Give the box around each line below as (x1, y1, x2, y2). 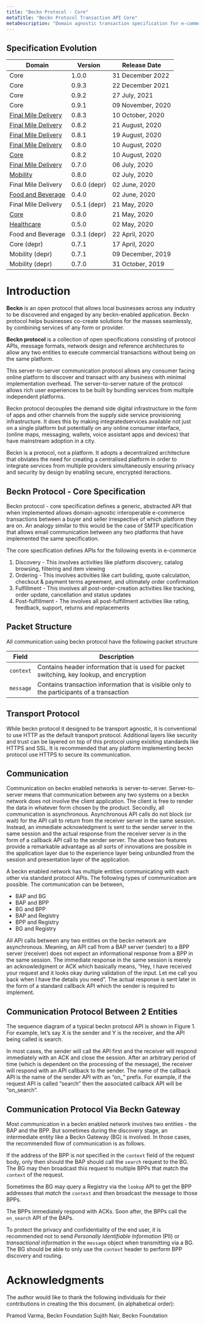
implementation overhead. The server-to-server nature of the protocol (6, 380, 183, 388)
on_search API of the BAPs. (6, 1214, 74, 1221)
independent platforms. (6, 393, 65, 401)
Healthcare (9, 220, 41, 229)
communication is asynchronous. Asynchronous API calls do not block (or (6, 810, 192, 818)
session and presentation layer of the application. (6, 856, 131, 863)
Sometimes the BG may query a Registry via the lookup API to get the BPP (6, 1183, 192, 1190)
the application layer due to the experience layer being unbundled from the (6, 849, 195, 857)
